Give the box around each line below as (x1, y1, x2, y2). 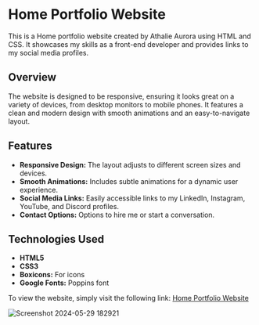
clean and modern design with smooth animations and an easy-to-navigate (8, 108, 250, 117)
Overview (8, 70, 57, 84)
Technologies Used (8, 233, 104, 246)
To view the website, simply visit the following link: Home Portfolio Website (8, 294, 249, 303)
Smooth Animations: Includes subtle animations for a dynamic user (19, 176, 239, 186)
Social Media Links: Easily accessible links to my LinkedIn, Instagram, (19, 193, 246, 203)
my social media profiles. (8, 48, 88, 57)
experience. (19, 185, 59, 194)
